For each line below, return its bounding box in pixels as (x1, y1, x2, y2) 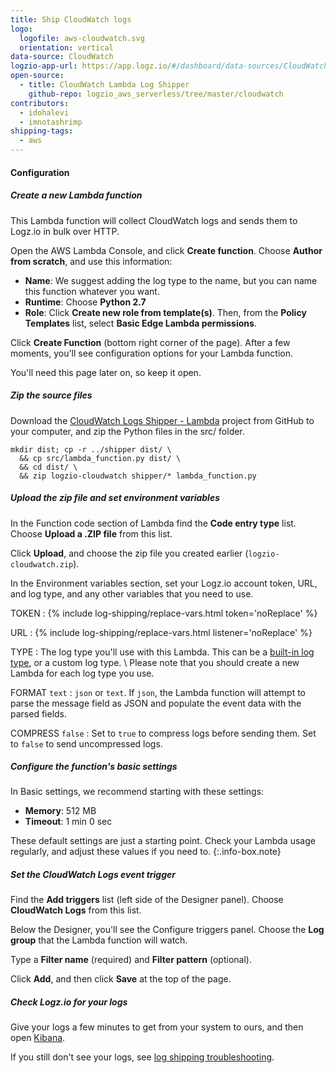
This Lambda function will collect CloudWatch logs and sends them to (10, 214, 298, 226)
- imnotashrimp (19, 117, 83, 127)
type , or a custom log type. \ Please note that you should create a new (10, 656, 300, 668)
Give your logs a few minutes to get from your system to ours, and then (10, 1021, 304, 1033)
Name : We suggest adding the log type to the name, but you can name (24, 274, 318, 286)
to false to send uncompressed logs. (10, 737, 163, 750)
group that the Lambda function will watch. (10, 934, 188, 946)
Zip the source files (10, 389, 93, 401)
